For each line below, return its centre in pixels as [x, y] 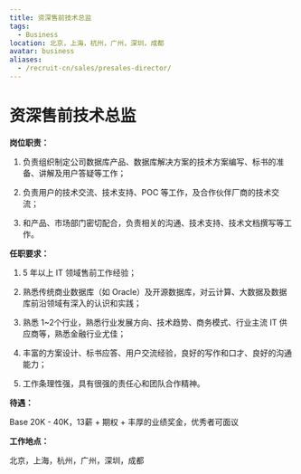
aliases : [26, 60]
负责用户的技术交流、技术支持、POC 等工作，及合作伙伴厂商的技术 [147, 192]
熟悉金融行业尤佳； [90, 333]
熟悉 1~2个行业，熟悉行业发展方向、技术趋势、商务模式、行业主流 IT [150, 322]
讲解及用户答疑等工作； [82, 173]
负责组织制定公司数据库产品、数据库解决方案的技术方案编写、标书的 [149, 161]
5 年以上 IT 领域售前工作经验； [80, 272]
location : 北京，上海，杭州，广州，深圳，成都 [87, 43]
